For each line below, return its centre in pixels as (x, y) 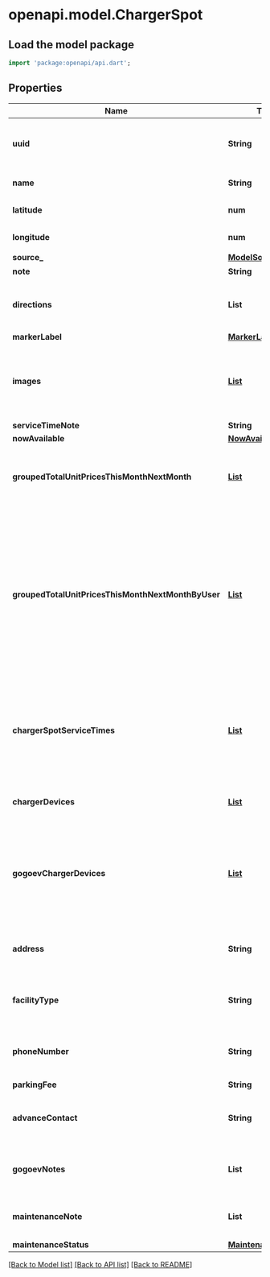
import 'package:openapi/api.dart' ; (70, 63)
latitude (27, 209)
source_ (28, 257)
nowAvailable (39, 438)
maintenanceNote (47, 1216)
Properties (35, 88)
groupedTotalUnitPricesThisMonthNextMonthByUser (117, 594)
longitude (31, 237)
